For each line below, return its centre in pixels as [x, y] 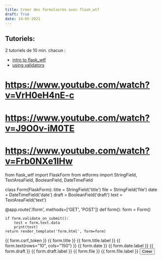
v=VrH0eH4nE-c [40, 95]
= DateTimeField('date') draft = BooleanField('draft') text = [64, 195]
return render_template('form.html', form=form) [56, 231]
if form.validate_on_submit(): [37, 218]
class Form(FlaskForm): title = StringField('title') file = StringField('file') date [81, 189]
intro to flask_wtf [29, 60]
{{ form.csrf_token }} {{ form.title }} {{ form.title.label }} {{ [63, 240]
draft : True [17, 14]
